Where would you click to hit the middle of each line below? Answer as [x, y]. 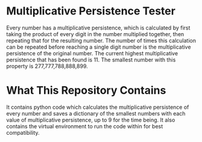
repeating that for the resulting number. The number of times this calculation [101, 40]
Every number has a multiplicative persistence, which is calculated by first [98, 28]
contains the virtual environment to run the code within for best [85, 126]
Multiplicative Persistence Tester [91, 11]
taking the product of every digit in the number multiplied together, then [95, 34]
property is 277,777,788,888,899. [47, 66]
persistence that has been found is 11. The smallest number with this [91, 60]
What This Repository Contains [86, 91]
